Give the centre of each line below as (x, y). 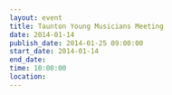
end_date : (28, 60)
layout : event (36, 18)
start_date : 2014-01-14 (54, 52)
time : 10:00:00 (38, 69)
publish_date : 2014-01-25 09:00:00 (76, 43)
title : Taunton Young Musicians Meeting (87, 26)
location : (28, 77)
